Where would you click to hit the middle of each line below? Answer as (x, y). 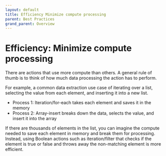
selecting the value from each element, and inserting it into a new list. (77, 93)
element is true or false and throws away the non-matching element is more (83, 144)
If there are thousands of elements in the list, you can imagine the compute (82, 128)
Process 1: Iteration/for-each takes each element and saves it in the (82, 103)
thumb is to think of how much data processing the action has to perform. (81, 78)
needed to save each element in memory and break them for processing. (80, 134)
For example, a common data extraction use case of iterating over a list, (79, 88)
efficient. (14, 150)
